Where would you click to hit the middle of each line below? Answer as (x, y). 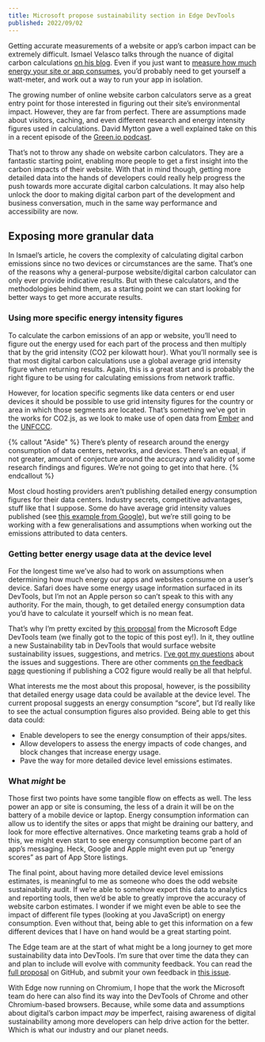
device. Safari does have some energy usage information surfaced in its (125, 587)
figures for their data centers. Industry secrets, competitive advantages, (125, 499)
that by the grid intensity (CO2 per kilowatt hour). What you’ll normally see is (133, 352)
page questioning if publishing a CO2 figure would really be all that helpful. (130, 671)
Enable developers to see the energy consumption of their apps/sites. (133, 735)
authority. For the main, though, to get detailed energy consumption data (127, 605)
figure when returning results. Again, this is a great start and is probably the (131, 369)
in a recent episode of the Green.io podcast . (80, 136)
